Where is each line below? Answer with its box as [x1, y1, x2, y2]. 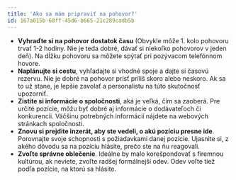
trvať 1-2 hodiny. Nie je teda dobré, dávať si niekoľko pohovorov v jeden [17, 44, 227, 52]
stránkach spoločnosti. [17, 119, 85, 128]
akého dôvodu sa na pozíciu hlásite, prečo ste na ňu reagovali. [17, 142, 200, 150]
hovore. [17, 59, 40, 67]
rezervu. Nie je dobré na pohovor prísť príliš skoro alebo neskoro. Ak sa [17, 74, 226, 82]
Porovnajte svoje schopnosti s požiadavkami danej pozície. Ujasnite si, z [17, 134, 229, 142]
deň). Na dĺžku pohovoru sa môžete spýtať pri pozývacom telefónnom [17, 51, 223, 60]
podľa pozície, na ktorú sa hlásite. [17, 164, 117, 173]
